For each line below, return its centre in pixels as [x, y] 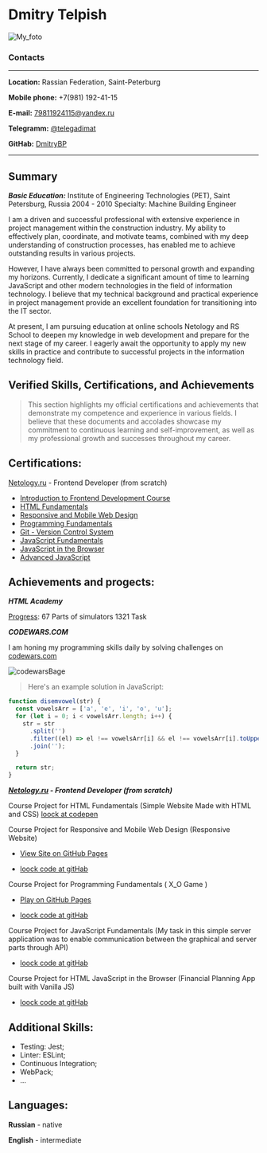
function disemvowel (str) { [55, 702]
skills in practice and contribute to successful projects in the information [126, 352]
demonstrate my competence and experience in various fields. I [132, 412]
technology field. [36, 361]
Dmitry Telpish [58, 15]
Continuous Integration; [58, 1064]
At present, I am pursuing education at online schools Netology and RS [124, 326]
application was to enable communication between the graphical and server [132, 939]
